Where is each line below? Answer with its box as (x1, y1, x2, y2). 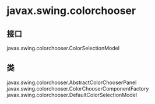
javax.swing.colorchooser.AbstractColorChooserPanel (6, 79, 137, 86)
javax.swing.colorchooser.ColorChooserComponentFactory (6, 85, 149, 92)
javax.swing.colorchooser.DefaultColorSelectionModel (6, 91, 138, 98)
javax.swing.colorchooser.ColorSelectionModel (6, 45, 120, 51)
